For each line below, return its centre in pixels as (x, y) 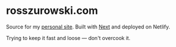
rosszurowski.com (52, 11)
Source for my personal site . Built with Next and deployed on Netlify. (88, 27)
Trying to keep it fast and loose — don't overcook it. (68, 38)
